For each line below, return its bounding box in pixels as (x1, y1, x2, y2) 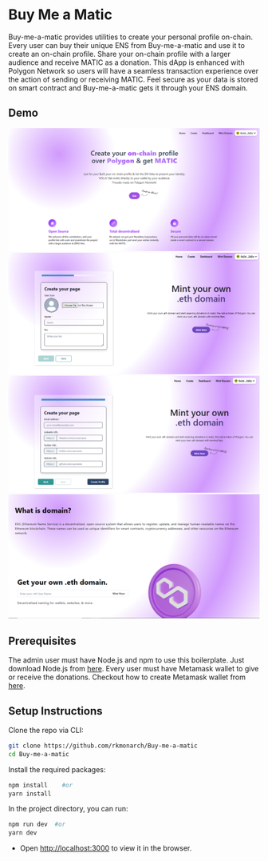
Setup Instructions (8, 704, 103, 718)
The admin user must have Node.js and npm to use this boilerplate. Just (8, 655, 245, 665)
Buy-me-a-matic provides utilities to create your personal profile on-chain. (8, 32, 254, 42)
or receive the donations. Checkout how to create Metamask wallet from (8, 672, 246, 682)
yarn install (8, 790, 52, 798)
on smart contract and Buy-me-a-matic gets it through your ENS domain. (8, 82, 248, 93)
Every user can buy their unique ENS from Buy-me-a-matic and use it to (8, 40, 246, 50)
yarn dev (8, 829, 37, 837)
